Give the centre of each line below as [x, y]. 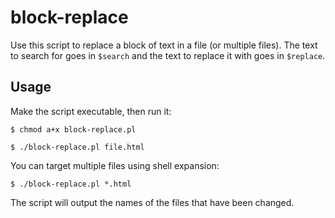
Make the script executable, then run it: [91, 111]
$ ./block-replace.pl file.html [77, 147]
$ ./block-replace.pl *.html [71, 184]
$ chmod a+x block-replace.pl [73, 129]
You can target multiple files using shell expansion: [115, 165]
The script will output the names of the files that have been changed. [152, 202]
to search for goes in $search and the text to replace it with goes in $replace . [168, 55]
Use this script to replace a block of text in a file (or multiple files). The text [164, 45]
